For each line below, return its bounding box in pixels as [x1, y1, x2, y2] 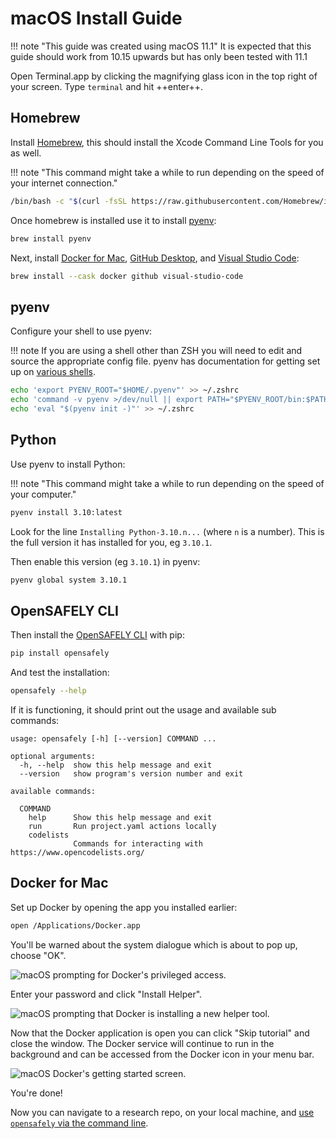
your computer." [10, 488, 77, 500]
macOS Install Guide [10, 7, 183, 30]
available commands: [10, 786, 97, 796]
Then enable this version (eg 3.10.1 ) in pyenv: [10, 555, 201, 567]
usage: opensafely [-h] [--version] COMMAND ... [10, 733, 217, 744]
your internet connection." [10, 177, 118, 189]
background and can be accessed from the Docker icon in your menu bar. [10, 1048, 315, 1060]
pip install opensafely [10, 648, 110, 659]
